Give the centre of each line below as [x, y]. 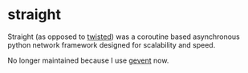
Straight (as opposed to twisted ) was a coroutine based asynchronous [124, 36]
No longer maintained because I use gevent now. [88, 60]
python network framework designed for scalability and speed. [112, 44]
